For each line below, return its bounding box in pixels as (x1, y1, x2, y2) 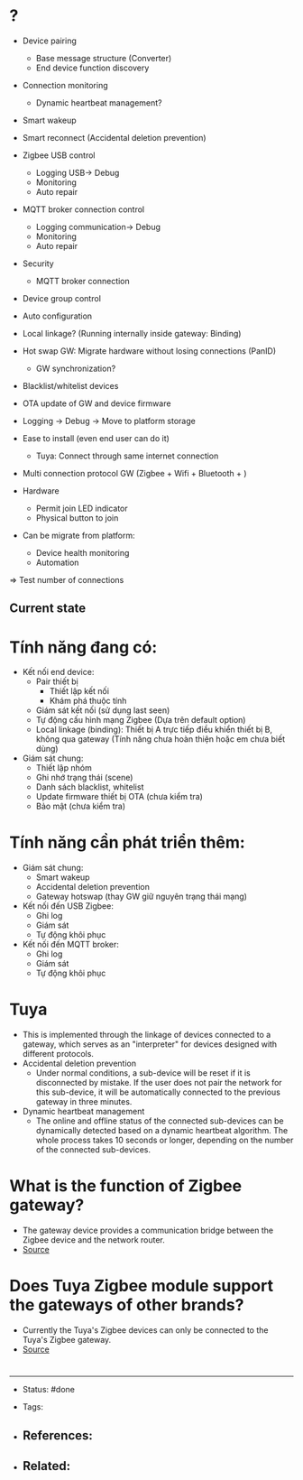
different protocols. (22, 1049, 95, 1059)
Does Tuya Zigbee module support (9, 1276, 273, 1296)
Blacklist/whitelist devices (22, 380, 119, 391)
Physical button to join (35, 512, 119, 523)
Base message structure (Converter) (35, 52, 172, 63)
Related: (22, 1458, 70, 1474)
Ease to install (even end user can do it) (22, 432, 170, 443)
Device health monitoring (35, 547, 130, 558)
